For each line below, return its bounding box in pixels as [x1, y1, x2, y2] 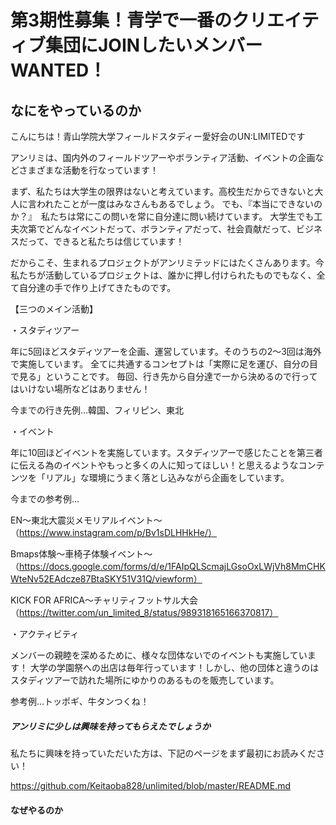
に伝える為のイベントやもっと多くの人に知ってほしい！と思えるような [10, 459, 299, 471]
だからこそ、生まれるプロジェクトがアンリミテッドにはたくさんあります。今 [10, 257, 325, 268]
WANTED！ [10, 59, 107, 82]
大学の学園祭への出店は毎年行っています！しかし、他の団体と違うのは [29, 662, 320, 673]
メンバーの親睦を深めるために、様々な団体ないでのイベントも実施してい [10, 649, 308, 661]
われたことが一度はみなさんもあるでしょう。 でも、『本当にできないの [36, 198, 323, 210]
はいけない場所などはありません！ [10, 383, 151, 395]
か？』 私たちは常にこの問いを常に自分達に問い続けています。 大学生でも [10, 211, 315, 222]
